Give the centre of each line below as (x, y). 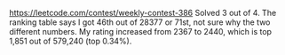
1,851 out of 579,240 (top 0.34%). (71, 41)
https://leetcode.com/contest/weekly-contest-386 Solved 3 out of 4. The (143, 13)
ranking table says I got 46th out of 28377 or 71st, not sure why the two (140, 22)
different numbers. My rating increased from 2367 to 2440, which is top (141, 31)
